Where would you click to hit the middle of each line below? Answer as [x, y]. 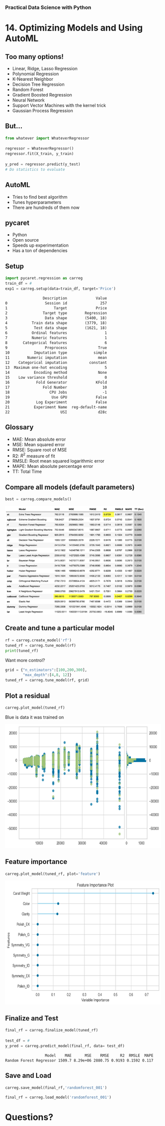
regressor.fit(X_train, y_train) [40, 154]
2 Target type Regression [56, 313]
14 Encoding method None [56, 372]
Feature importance [36, 862]
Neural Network [28, 100]
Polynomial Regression [36, 74]
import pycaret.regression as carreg [44, 278]
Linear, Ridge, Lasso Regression [45, 68]
